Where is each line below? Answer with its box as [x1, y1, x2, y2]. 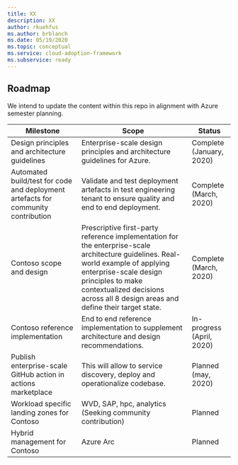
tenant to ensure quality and [81, 193, 175, 203]
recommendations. [81, 340, 144, 350]
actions [11, 378, 35, 388]
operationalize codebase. [81, 378, 166, 388]
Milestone [25, 125, 60, 135]
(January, [191, 147, 225, 156]
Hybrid [11, 427, 34, 437]
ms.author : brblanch [7, 30, 69, 38]
